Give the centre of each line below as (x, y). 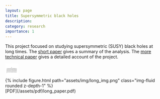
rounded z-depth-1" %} (29, 86)
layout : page (19, 10)
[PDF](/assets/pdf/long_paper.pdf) (40, 91)
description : (19, 21)
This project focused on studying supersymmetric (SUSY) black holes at (79, 46)
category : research (25, 26)
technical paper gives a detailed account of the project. (62, 57)
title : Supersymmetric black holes (42, 16)
